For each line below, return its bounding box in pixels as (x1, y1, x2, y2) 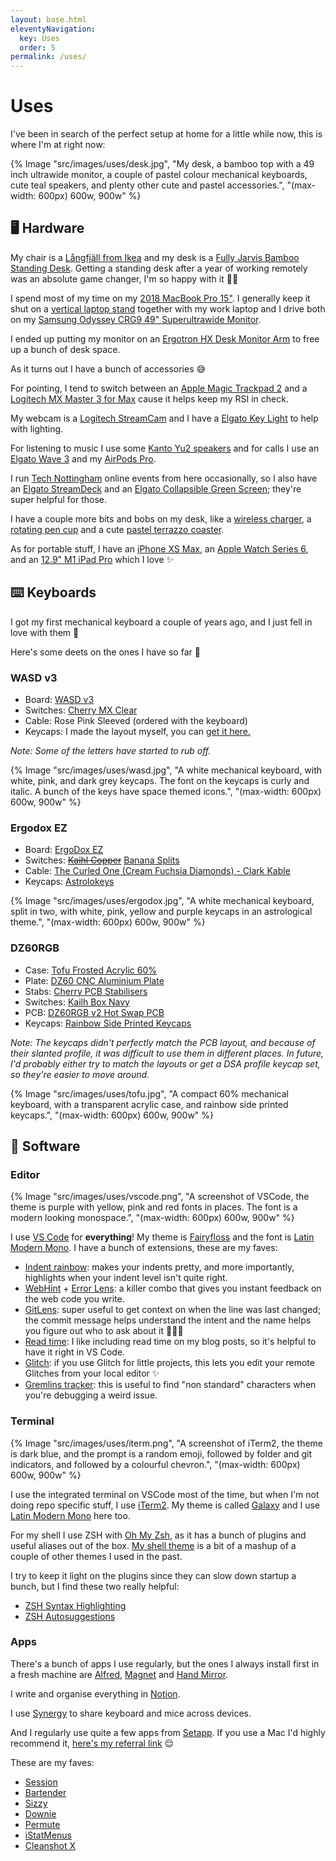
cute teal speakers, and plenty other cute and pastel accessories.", (10, 179, 285, 191)
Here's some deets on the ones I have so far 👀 (10, 646, 201, 658)
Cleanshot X (24, 1839, 76, 1851)
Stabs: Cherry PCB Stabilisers (24, 985, 148, 997)
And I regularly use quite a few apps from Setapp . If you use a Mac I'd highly (10, 1726, 326, 1738)
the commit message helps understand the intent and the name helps (24, 1314, 312, 1326)
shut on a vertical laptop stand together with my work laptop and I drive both (10, 302, 326, 315)
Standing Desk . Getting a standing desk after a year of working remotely (10, 262, 308, 274)
